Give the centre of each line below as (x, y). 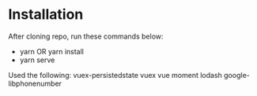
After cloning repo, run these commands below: (86, 36)
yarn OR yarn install (52, 51)
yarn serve (37, 60)
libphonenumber (35, 83)
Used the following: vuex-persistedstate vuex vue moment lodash (115, 75)
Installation (46, 15)
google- (237, 75)
